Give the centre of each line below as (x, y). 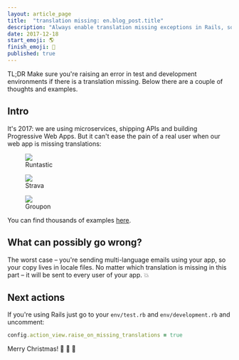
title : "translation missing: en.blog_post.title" (85, 21)
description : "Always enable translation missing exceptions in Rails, (116, 27)
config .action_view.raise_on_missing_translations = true (95, 335)
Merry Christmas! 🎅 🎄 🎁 (42, 349)
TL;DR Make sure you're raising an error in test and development (102, 74)
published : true (31, 54)
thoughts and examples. (43, 89)
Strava (35, 185)
